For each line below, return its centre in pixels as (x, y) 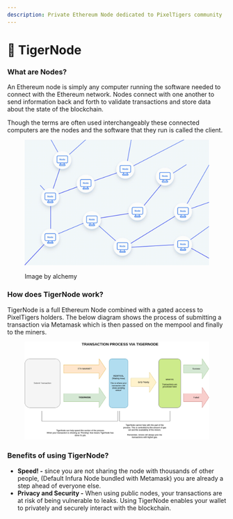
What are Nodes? (37, 72)
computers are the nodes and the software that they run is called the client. (115, 130)
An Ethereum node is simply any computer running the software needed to (114, 87)
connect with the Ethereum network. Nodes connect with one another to (111, 95)
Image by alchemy (51, 277)
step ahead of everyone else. (59, 486)
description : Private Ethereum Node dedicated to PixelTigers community (115, 15)
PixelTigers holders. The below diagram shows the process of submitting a (114, 317)
